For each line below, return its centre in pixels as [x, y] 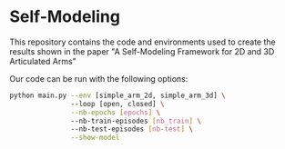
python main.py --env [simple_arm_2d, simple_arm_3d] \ [117, 95]
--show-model [95, 138]
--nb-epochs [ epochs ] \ [116, 112]
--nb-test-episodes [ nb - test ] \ [132, 129]
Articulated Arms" [43, 61]
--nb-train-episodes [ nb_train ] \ [136, 121]
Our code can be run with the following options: [99, 78]
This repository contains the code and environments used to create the [142, 42]
